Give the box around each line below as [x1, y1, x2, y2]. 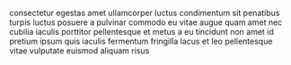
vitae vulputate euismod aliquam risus [9, 45, 150, 56]
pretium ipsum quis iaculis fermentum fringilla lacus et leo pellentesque [9, 36, 273, 46]
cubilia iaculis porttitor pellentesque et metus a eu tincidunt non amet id [9, 27, 274, 37]
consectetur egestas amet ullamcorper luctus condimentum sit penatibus [9, 8, 280, 18]
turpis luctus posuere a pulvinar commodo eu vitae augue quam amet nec [9, 17, 283, 28]
